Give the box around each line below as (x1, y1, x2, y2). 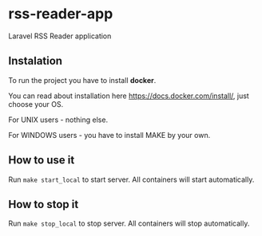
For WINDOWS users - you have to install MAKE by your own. (8, 130, 211, 140)
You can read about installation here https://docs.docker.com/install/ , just (8, 91, 249, 100)
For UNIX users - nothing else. (8, 115, 109, 124)
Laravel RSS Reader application (8, 31, 112, 41)
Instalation (8, 54, 62, 68)
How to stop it (8, 197, 79, 211)
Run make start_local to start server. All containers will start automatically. (8, 175, 255, 184)
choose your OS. (8, 99, 64, 108)
